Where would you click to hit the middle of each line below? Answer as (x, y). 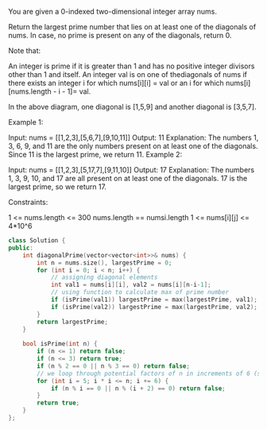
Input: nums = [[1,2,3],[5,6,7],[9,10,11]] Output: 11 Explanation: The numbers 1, (133, 137)
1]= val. (79, 91)
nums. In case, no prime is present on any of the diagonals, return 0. (120, 35)
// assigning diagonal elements (104, 277)
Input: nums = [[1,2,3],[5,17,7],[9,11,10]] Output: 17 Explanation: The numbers (132, 170)
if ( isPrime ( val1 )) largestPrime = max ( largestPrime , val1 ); (154, 300)
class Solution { (37, 241)
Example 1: (26, 122)
